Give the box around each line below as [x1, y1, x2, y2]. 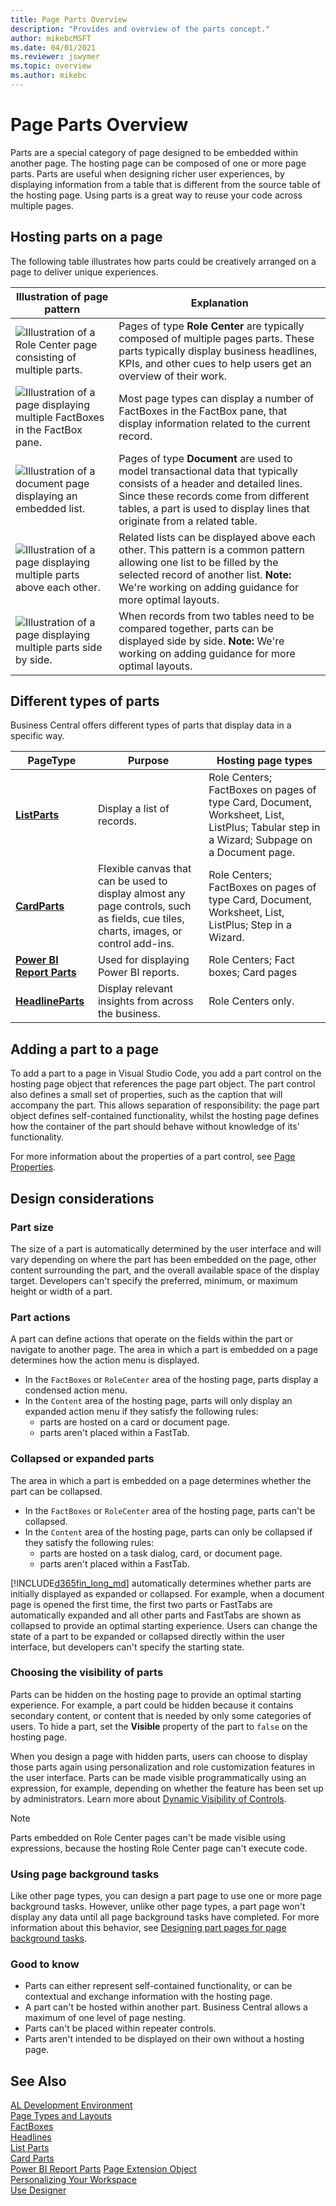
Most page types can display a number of [118, 391, 315, 405]
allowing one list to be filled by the [118, 555, 279, 569]
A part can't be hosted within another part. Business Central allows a [24, 2001, 308, 2013]
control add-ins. [97, 937, 175, 951]
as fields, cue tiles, [97, 912, 185, 926]
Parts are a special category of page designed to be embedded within [10, 146, 299, 158]
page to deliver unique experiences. [10, 266, 159, 278]
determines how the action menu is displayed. [10, 1354, 200, 1366]
